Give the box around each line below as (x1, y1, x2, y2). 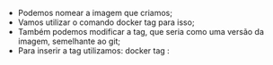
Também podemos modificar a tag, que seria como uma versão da (17, 27, 265, 37)
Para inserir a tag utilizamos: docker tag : (17, 45, 171, 56)
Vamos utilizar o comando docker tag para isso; (17, 17, 195, 28)
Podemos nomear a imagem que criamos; (17, 8, 173, 18)
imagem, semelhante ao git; (17, 36, 121, 46)
